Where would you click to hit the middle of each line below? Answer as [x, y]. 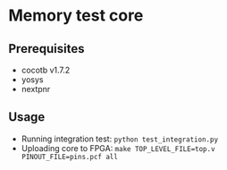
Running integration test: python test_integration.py [120, 139]
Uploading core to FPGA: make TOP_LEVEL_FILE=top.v [118, 148]
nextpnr [36, 89]
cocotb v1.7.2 [46, 70]
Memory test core [76, 16]
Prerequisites [46, 49]
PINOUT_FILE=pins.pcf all [69, 157]
